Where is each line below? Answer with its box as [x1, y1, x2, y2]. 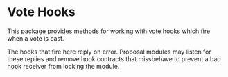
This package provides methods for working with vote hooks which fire [7, 27, 211, 35]
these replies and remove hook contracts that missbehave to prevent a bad [7, 54, 222, 63]
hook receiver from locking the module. [7, 62, 120, 70]
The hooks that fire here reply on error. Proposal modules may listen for [7, 47, 211, 56]
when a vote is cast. [7, 34, 64, 42]
